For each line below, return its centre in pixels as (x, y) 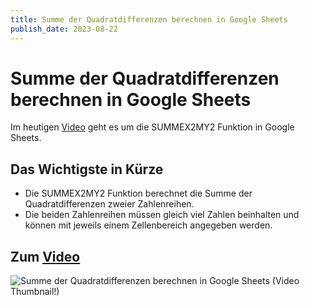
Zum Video (45, 256)
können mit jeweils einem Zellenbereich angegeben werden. (148, 225)
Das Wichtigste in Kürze (87, 169)
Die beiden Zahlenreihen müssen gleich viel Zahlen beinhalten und (162, 215)
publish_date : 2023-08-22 (64, 29)
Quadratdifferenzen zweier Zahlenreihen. (109, 204)
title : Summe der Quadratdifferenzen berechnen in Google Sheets (149, 19)
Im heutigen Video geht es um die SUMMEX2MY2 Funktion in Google (152, 127)
